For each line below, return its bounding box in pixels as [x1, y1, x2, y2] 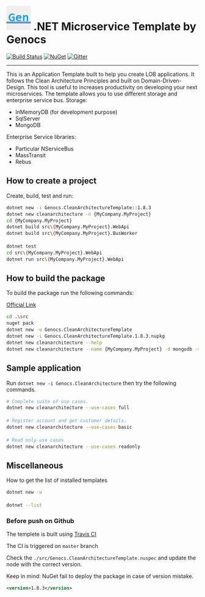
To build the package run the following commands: [6, 289, 134, 297]
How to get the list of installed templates [6, 476, 108, 484]
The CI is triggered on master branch [6, 543, 99, 550]
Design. [6, 83, 26, 91]
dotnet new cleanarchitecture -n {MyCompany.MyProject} [6, 211, 151, 217]
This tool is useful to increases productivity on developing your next [26, 83, 198, 91]
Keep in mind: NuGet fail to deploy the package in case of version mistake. [6, 573, 194, 580]
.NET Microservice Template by [33, 20, 196, 34]
